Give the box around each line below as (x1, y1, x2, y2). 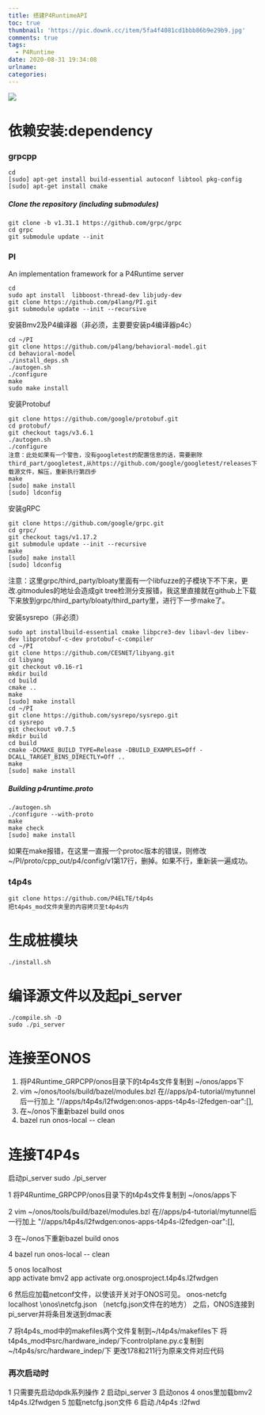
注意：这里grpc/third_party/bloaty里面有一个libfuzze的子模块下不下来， (8, 576, 241, 586)
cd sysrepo (8, 718, 44, 727)
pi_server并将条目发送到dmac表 (8, 1310, 112, 1319)
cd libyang (8, 656, 44, 664)
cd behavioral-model (8, 350, 77, 358)
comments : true (8, 33, 59, 42)
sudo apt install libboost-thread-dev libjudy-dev (8, 291, 182, 299)
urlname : (8, 63, 37, 71)
